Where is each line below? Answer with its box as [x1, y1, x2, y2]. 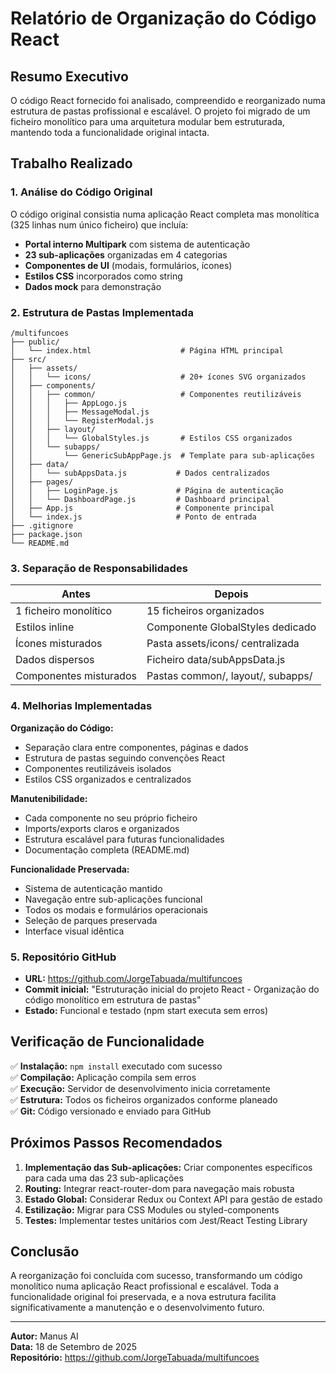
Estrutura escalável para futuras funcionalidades [24, 833, 225, 845]
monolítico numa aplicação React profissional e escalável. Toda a [10, 1280, 280, 1292]
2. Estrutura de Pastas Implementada [10, 305, 194, 319]
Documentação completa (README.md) [24, 843, 190, 856]
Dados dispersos [15, 653, 95, 667]
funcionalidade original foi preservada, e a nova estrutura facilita [10, 1291, 277, 1303]
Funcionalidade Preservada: [10, 863, 130, 875]
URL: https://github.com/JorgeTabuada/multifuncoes [24, 972, 243, 984]
